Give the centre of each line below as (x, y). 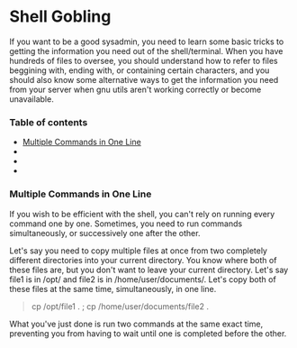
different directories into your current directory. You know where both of (143, 260)
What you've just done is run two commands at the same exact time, (136, 324)
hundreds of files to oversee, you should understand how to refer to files (144, 60)
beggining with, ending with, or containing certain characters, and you (139, 70)
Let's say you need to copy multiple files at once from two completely (139, 251)
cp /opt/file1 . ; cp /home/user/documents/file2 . (120, 306)
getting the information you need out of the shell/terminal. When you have (146, 50)
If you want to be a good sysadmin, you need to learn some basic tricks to (147, 41)
